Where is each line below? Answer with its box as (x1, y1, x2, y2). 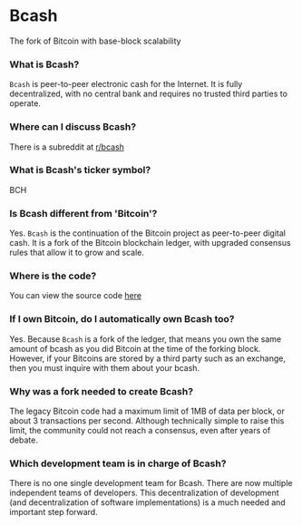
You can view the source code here (9, 290, 142, 301)
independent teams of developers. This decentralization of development (9, 487, 279, 499)
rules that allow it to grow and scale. (9, 247, 145, 258)
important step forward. (9, 507, 98, 518)
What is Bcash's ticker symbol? (9, 164, 151, 177)
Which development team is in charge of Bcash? (9, 457, 227, 470)
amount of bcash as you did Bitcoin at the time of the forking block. (9, 343, 261, 354)
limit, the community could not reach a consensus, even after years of (9, 425, 271, 436)
